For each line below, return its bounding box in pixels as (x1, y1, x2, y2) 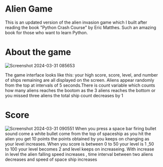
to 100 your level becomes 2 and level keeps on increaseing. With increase (5, 146, 154, 152)
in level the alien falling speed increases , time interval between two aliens (5, 151, 153, 157)
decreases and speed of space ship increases (5, 156, 98, 162)
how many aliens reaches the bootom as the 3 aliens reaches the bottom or (5, 87, 156, 93)
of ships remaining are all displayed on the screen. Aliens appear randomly (5, 77, 154, 83)
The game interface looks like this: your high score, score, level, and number (5, 72, 158, 78)
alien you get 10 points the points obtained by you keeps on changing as (5, 136, 149, 141)
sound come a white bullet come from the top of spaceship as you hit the (5, 131, 151, 137)
